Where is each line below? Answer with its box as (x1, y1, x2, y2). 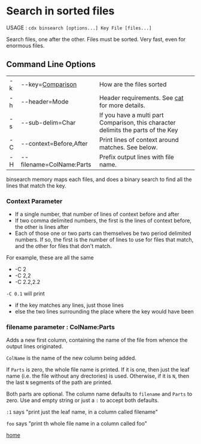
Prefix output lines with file (99, 153, 175, 161)
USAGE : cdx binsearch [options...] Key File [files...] (6, 24, 152, 31)
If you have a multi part (99, 111, 164, 119)
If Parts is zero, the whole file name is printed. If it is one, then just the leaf (6, 366, 190, 373)
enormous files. (6, 42, 45, 49)
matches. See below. (99, 143, 158, 151)
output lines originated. (6, 343, 63, 350)
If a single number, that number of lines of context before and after (14, 211, 179, 218)
